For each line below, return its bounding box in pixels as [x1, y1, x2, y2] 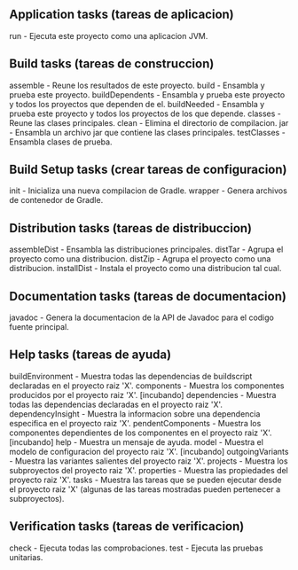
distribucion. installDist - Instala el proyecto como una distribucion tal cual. [9, 263, 282, 274]
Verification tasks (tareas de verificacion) [9, 519, 245, 535]
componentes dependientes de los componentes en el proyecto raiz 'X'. [9, 427, 272, 438]
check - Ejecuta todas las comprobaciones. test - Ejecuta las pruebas [9, 543, 263, 553]
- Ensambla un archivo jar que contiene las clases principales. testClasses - [9, 127, 286, 137]
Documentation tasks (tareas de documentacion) [9, 288, 286, 304]
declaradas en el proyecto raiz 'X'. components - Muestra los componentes [9, 380, 285, 391]
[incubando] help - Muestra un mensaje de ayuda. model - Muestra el [9, 436, 264, 447]
